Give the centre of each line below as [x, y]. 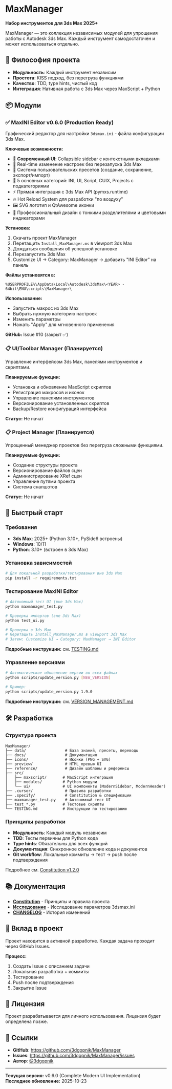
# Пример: [16, 687]
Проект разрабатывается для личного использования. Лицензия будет [83, 1016]
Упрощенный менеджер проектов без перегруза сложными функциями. [84, 445]
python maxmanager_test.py [34, 606]
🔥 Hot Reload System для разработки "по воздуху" [68, 199]
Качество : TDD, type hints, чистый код [55, 83]
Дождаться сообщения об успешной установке [65, 249]
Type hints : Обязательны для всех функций [60, 843]
